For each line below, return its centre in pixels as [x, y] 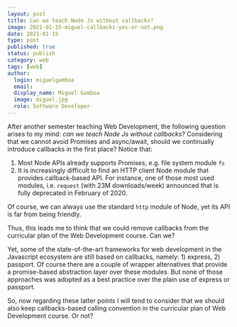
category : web [28, 60]
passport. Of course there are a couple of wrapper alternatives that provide [117, 264]
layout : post [27, 14]
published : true [31, 47]
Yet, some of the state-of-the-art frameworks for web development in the [115, 249]
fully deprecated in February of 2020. [72, 193]
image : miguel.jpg [41, 100]
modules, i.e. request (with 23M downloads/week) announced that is [118, 185]
